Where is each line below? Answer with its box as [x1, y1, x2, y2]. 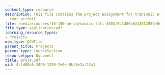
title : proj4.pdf [5, 58, 41, 63]
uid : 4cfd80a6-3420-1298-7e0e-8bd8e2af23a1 [5, 62, 96, 67]
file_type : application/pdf [5, 26, 63, 31]
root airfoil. [9, 16, 38, 21]
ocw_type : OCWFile [5, 39, 43, 44]
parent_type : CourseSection [5, 48, 63, 53]
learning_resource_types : [5, 30, 58, 35]
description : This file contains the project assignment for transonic [5, 12, 155, 17]
